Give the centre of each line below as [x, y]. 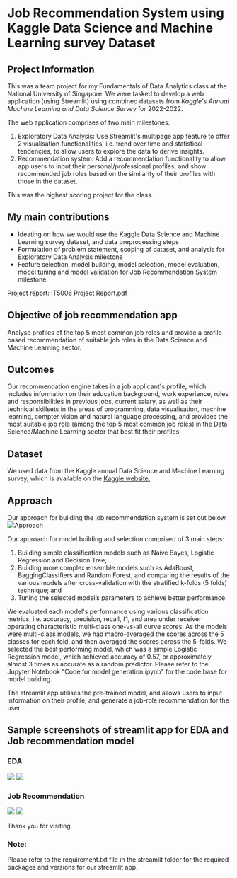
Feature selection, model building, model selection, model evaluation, [118, 264]
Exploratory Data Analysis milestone [70, 257]
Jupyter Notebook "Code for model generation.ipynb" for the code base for [117, 672]
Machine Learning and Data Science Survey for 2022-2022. [95, 109]
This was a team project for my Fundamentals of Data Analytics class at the [117, 86]
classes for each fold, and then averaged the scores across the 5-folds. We [117, 642]
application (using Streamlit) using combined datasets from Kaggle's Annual [118, 101]
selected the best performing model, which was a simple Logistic [102, 649]
